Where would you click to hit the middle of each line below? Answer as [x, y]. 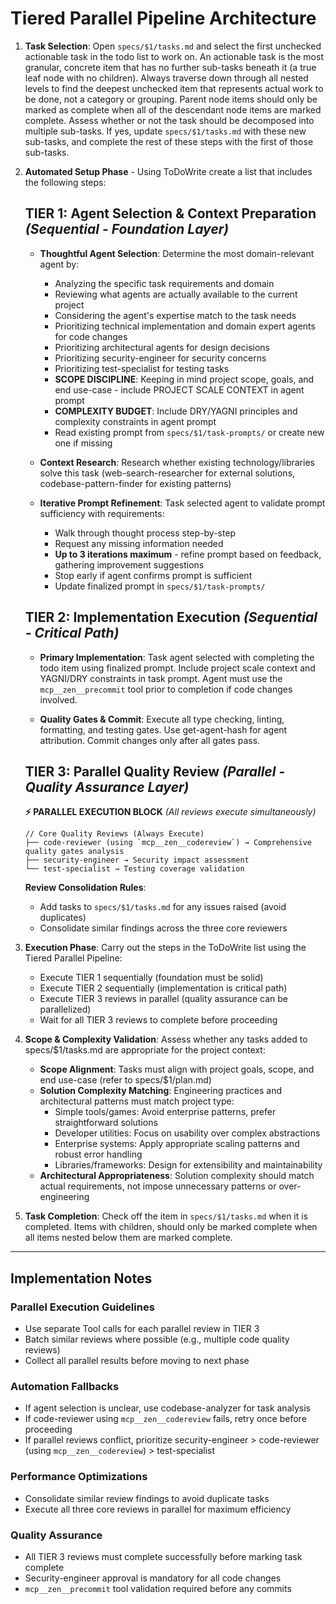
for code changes [91, 336]
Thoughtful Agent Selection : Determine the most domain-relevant [177, 253]
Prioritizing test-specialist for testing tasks [142, 368]
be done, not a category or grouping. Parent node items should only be [171, 99]
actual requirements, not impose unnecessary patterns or [158, 1186]
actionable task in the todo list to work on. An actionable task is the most [174, 56]
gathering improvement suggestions [129, 564]
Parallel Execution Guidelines [82, 1307]
